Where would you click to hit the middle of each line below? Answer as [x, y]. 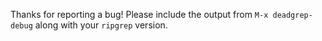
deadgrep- [292, 15]
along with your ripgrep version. [101, 25]
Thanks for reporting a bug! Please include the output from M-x [139, 14]
